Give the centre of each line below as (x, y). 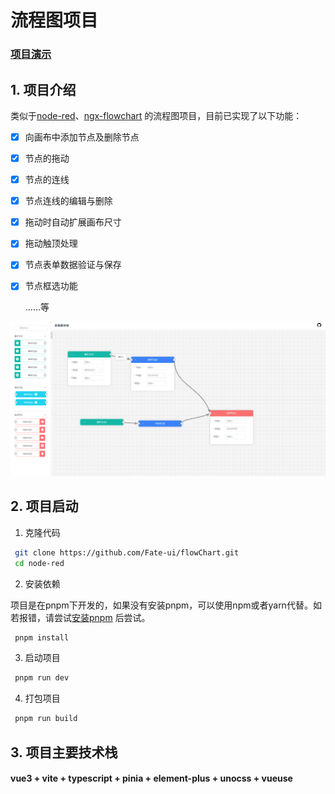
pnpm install (42, 637)
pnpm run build (46, 719)
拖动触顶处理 (51, 243)
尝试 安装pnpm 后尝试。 (102, 617)
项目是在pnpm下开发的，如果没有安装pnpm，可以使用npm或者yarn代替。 (161, 605)
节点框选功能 (51, 286)
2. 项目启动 (44, 506)
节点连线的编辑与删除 (68, 201)
